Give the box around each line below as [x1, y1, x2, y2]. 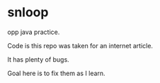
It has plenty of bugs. [7, 55, 69, 64]
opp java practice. [7, 28, 60, 36]
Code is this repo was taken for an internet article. [7, 41, 154, 50]
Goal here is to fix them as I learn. [7, 69, 105, 77]
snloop [7, 4, 49, 21]
